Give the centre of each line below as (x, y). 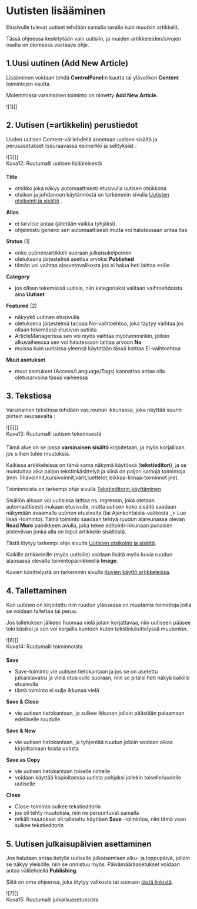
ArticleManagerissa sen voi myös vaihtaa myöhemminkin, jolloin (92, 336)
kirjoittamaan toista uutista (47, 748)
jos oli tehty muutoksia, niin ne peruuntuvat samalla (77, 813)
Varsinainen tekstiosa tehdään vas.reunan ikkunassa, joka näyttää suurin (94, 410)
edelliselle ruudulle (37, 719)
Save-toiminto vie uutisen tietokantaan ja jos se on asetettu (86, 672)
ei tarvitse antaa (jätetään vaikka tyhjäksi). (66, 223)
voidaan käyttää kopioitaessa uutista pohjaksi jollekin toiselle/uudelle (98, 778)
